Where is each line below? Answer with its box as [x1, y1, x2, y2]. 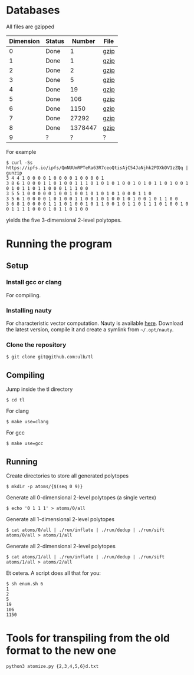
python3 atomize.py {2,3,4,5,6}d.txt [6, 663, 99, 669]
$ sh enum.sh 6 [6, 581, 44, 587]
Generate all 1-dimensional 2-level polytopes [6, 516, 115, 523]
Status [45, 37, 65, 45]
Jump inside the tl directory [6, 386, 73, 393]
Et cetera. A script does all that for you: [6, 569, 101, 577]
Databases [6, 4, 60, 17]
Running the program [6, 237, 113, 251]
